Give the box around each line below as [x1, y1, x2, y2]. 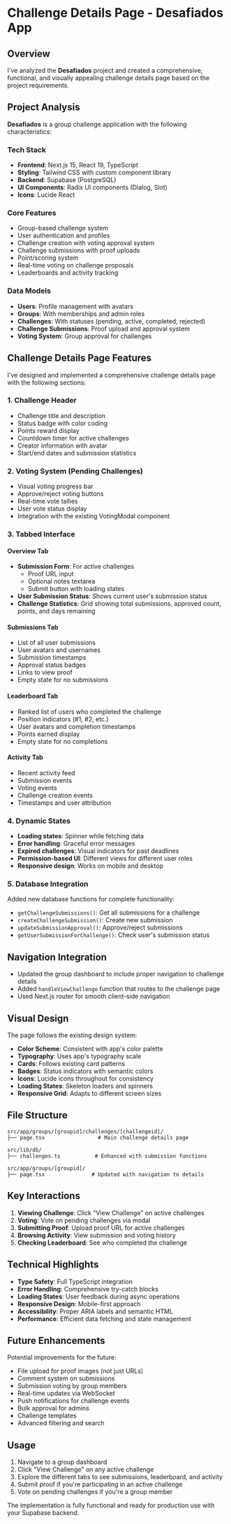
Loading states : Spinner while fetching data [17, 832, 144, 840]
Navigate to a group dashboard [17, 1458, 107, 1467]
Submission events [17, 776, 72, 784]
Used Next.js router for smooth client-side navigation [17, 992, 170, 1001]
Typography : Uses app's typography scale [17, 1052, 142, 1060]
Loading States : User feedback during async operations [17, 1292, 180, 1301]
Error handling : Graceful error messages [17, 839, 135, 848]
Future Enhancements [7, 1334, 106, 1346]
